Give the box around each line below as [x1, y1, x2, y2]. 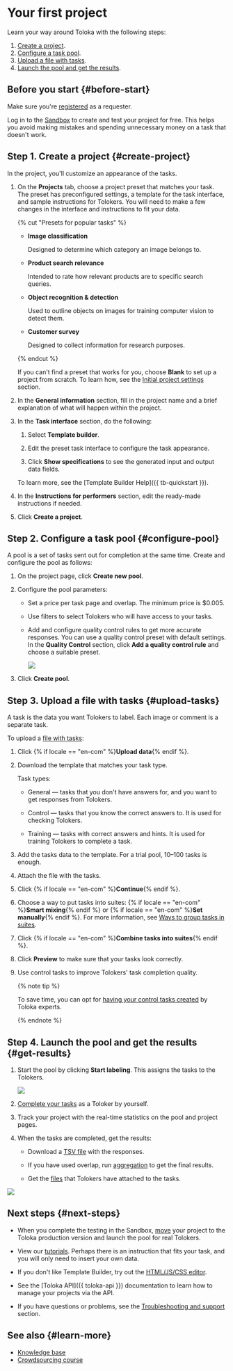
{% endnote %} [17, 1016, 63, 1025]
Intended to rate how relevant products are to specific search [27, 272, 204, 280]
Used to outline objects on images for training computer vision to [27, 306, 214, 314]
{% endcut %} [17, 354, 58, 362]
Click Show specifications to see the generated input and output [27, 457, 214, 465]
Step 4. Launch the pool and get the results [7, 1036, 198, 1048]
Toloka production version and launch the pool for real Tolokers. [17, 1233, 201, 1242]
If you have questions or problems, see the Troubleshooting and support [17, 1302, 225, 1310]
